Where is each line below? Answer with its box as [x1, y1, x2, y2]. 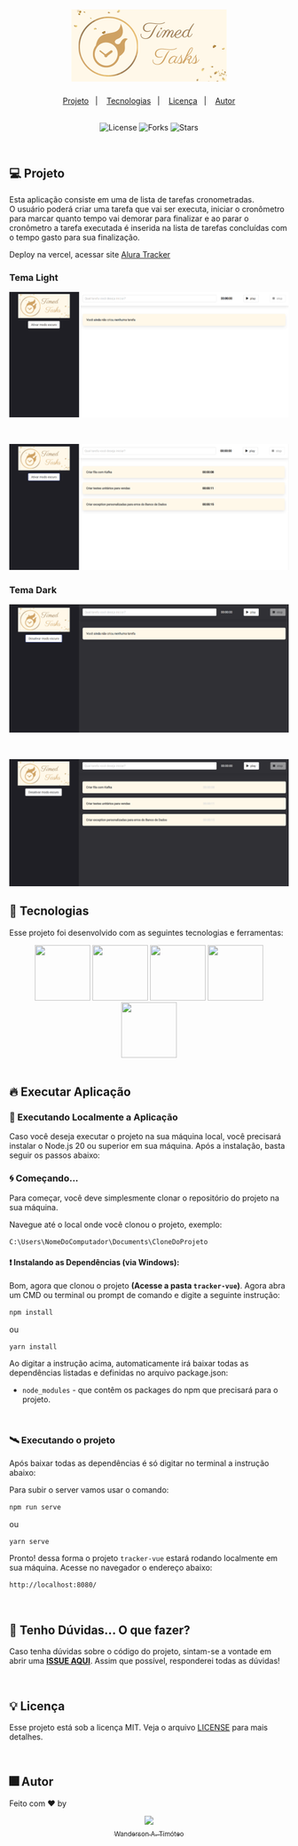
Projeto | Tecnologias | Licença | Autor [62, 95, 236, 106]
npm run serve [9, 1502, 62, 1511]
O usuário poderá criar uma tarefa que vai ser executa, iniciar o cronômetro [9, 203, 286, 214]
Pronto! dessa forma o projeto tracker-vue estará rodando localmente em [9, 1553, 278, 1564]
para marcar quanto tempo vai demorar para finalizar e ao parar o [9, 213, 249, 224]
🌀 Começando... [9, 1172, 79, 1184]
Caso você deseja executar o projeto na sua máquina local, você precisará [9, 1131, 282, 1142]
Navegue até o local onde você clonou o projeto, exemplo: [9, 1219, 223, 1230]
